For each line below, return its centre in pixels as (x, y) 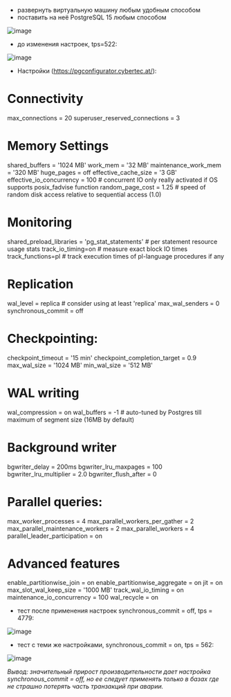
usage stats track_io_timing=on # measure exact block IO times (98, 249)
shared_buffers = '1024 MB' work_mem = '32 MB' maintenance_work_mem (114, 165)
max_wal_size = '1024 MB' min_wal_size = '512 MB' (80, 365)
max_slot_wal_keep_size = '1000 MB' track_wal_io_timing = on (96, 590)
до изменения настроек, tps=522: (67, 44)
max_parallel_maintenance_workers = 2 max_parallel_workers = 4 (101, 528)
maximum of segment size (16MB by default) (71, 419)
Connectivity (45, 99)
